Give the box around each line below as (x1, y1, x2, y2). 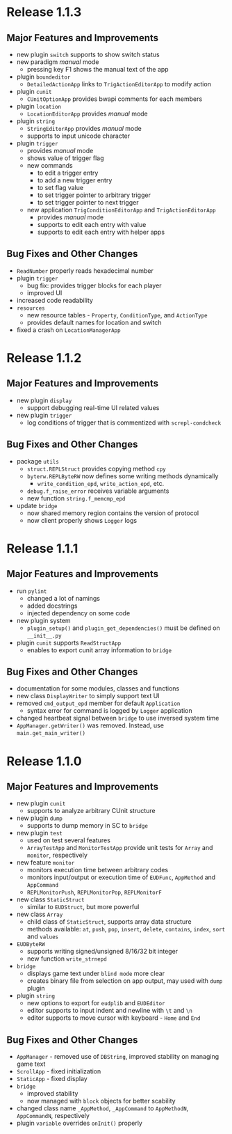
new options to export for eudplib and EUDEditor (26, 999, 165, 1007)
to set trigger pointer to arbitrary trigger (37, 191, 151, 199)
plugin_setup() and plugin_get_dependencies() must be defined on (26, 624, 220, 632)
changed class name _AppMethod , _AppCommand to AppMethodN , (16, 1104, 189, 1112)
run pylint (16, 586, 47, 595)
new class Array (16, 910, 63, 919)
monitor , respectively (26, 851, 88, 860)
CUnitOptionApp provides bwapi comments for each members (26, 95, 203, 103)
